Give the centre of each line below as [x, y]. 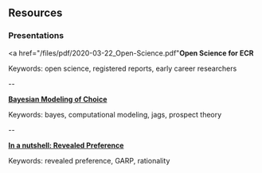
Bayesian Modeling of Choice [58, 99]
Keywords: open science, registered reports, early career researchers [123, 68]
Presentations [36, 36]
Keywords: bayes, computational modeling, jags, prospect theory [115, 114]
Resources [35, 13]
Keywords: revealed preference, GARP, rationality [89, 160]
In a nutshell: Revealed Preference [66, 145]
